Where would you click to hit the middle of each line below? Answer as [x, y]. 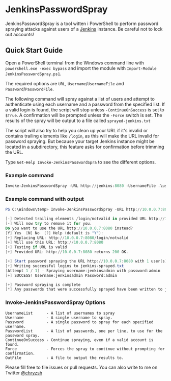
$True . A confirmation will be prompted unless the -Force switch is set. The [84, 115]
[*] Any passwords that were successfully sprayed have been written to [84, 290]
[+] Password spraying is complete [43, 284]
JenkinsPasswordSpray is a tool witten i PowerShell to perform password [82, 23]
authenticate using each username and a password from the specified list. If [85, 104]
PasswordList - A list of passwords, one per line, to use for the [84, 331]
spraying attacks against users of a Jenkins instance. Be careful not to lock [84, 29]
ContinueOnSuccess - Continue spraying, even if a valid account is [79, 340]
